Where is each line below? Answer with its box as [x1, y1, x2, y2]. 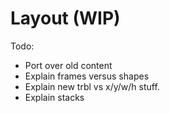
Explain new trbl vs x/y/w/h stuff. [24, 80, 160, 92]
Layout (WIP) [10, 7, 121, 30]
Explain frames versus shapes [24, 70, 150, 82]
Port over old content [24, 59, 113, 71]
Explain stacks [24, 91, 85, 103]
